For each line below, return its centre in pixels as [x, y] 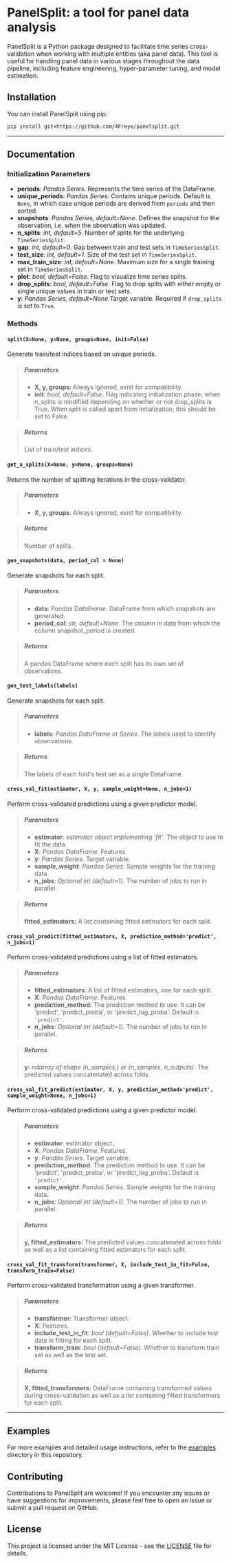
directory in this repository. [45, 1455]
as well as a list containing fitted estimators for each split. [105, 1250]
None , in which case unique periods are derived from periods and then [116, 204]
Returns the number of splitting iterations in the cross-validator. [97, 479]
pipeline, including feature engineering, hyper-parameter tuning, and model [114, 68]
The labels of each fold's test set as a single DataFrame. [103, 774]
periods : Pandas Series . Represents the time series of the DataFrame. [117, 189]
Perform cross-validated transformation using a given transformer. [101, 1286]
